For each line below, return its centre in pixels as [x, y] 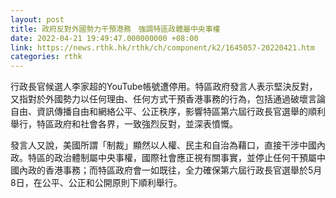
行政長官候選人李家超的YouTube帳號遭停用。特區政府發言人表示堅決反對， [164, 87]
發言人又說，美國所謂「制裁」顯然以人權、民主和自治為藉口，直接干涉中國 [163, 145]
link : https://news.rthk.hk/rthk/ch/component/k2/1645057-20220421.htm [162, 47]
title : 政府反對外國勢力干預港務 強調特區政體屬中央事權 [115, 29]
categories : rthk [46, 57]
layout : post [37, 19]
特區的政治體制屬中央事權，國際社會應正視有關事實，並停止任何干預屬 [172, 158]
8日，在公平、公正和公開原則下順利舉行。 [96, 183]
